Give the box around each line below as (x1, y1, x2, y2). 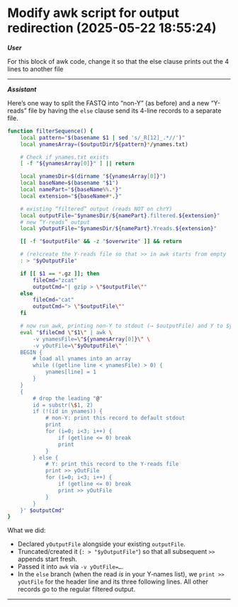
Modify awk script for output (7, 5, 179, 21)
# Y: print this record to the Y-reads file (45, 460, 179, 468)
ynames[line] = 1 (45, 368, 97, 376)
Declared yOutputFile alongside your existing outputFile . (17, 540, 186, 548)
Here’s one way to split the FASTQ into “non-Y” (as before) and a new (7, 98, 210, 107)
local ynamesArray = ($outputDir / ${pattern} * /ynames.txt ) (20, 140, 189, 148)
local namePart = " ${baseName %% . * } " (20, 186, 122, 193)
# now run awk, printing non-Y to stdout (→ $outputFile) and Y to (20, 322, 223, 330)
